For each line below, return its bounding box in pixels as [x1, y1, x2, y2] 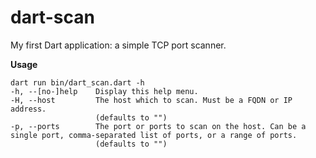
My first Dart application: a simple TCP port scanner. [10, 39, 227, 51]
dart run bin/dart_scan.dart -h [10, 77, 145, 88]
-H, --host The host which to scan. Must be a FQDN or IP [10, 95, 293, 105]
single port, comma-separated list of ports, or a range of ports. [10, 130, 298, 140]
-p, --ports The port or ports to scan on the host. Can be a [10, 121, 307, 131]
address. [10, 104, 47, 114]
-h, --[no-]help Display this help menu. [10, 86, 199, 96]
